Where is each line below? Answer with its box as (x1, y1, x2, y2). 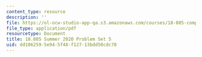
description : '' (6, 14, 47, 20)
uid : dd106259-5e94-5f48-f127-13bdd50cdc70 (6, 42, 117, 48)
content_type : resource (6, 8, 66, 15)
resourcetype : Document (6, 31, 66, 37)
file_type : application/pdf (6, 25, 77, 31)
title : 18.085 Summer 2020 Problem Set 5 (6, 36, 112, 42)
